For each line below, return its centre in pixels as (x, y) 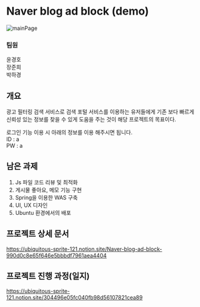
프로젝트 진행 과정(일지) (48, 276)
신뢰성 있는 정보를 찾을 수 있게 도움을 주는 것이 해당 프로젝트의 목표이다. (91, 120)
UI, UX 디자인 (31, 205)
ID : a (13, 139)
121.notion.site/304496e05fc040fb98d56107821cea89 (74, 298)
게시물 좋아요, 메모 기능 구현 (48, 190)
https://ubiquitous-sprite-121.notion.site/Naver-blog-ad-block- (84, 249)
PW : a (15, 146)
